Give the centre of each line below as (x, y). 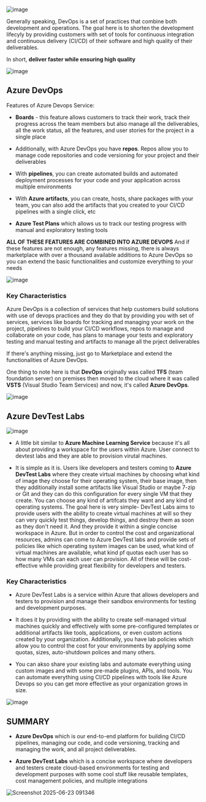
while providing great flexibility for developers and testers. (113, 565)
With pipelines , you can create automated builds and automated (96, 173)
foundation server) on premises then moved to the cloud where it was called (103, 379)
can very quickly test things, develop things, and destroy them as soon (105, 520)
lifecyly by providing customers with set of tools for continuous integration (100, 34)
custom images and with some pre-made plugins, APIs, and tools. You (104, 671)
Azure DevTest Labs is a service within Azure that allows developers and (107, 595)
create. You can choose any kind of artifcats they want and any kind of (105, 500)
